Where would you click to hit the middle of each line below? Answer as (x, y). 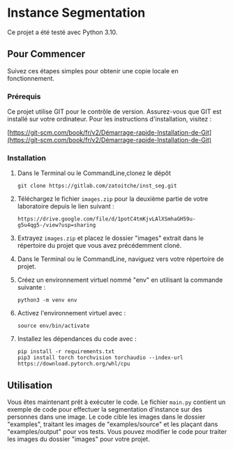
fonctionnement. (31, 78)
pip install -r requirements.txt (66, 352)
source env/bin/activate (53, 326)
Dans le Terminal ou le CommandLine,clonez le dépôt (94, 173)
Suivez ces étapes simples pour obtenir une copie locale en (93, 70)
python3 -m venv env (47, 300)
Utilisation (30, 385)
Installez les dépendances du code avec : (77, 339)
